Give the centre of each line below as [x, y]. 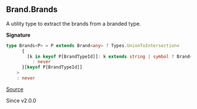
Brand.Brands [32, 10]
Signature [18, 35]
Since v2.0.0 [21, 100]
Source [15, 89]
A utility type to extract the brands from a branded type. [74, 23]
